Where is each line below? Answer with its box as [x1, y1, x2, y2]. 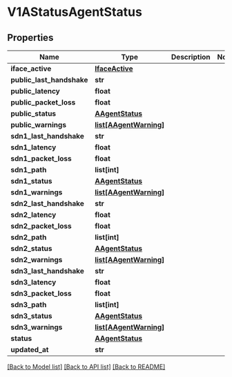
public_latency [10, 86, 60, 95]
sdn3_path [10, 300, 47, 309]
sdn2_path [10, 232, 47, 242]
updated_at [10, 345, 49, 354]
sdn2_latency [10, 210, 57, 219]
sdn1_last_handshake [10, 131, 85, 140]
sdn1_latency [10, 142, 57, 152]
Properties [7, 32, 54, 44]
